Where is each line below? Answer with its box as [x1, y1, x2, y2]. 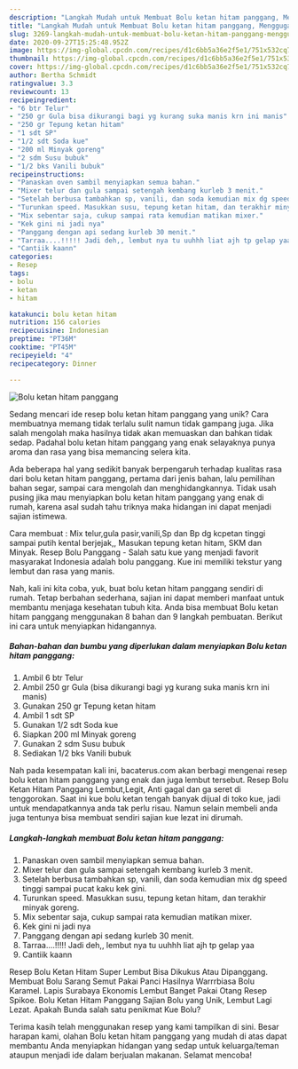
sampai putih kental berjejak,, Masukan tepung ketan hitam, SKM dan [9, 537, 263, 548]
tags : [9, 269, 29, 278]
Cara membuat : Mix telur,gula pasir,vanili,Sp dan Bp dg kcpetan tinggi [9, 527, 266, 538]
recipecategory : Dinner [9, 359, 98, 368]
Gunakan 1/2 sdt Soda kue [21, 720, 119, 731]
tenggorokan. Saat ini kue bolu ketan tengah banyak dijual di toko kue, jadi [9, 794, 281, 804]
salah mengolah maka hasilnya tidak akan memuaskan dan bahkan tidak [9, 427, 273, 438]
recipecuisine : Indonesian [9, 326, 109, 336]
